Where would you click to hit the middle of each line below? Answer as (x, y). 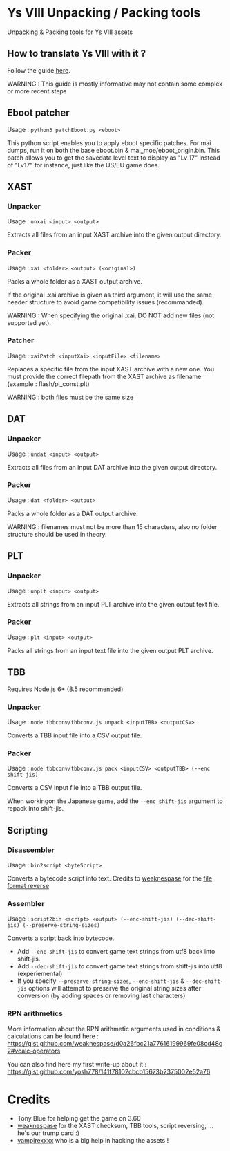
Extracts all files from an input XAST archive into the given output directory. (114, 235)
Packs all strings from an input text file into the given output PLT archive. (110, 650)
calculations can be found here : (53, 1036)
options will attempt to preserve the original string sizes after (115, 988)
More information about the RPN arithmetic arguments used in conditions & (114, 1029)
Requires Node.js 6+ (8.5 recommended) (65, 689)
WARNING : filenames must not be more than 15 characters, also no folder (112, 526)
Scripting (28, 830)
